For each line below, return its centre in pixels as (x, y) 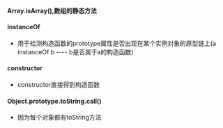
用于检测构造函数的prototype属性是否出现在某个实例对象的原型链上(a (117, 43)
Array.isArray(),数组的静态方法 (52, 10)
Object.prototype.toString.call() (55, 101)
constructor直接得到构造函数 (59, 85)
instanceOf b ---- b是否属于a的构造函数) (75, 51)
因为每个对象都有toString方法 (59, 118)
